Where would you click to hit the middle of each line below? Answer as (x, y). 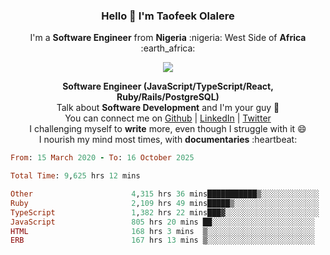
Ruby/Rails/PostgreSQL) (168, 97)
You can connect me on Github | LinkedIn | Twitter (168, 118)
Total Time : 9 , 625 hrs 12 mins (75, 176)
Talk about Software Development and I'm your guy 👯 (168, 108)
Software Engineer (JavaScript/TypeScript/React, (168, 86)
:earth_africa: (168, 48)
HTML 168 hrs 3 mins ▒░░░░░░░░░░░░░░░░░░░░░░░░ (162, 231)
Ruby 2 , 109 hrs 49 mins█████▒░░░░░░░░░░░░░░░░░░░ (165, 203)
